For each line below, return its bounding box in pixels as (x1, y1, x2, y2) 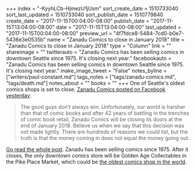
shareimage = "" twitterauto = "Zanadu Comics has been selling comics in (6, 49, 184, 55)
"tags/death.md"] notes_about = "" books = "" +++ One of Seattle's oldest (6, 80, 185, 87)
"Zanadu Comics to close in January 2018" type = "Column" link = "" (6, 42, 172, 49)
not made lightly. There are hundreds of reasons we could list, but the (20, 128, 188, 135)
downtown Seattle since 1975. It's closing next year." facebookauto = (6, 55, 172, 61)
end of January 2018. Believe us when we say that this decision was (20, 122, 184, 129)
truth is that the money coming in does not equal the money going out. (20, 135, 190, 141)
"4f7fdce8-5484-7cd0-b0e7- (113, 30, 184, 37)
